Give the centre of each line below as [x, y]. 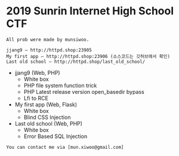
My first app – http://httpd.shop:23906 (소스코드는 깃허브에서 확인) [88, 56]
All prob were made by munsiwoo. [48, 39]
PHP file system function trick [60, 85]
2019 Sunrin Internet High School [90, 11]
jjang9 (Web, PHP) [38, 72]
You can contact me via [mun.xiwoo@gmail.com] [65, 147]
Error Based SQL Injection [55, 136]
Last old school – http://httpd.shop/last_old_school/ [76, 62]
